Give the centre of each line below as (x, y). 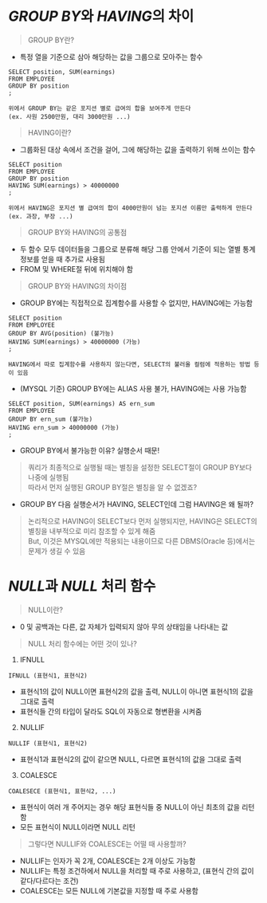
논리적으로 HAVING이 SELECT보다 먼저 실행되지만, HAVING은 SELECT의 (142, 521)
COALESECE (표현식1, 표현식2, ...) (62, 791)
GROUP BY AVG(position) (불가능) (61, 333)
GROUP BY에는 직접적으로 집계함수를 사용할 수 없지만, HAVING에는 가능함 (136, 303)
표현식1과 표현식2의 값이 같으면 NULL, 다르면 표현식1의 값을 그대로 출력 (130, 759)
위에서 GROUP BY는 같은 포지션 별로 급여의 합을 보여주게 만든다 (100, 108)
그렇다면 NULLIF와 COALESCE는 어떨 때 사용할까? (107, 844)
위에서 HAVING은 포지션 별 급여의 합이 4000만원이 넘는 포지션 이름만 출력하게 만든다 (130, 208)
